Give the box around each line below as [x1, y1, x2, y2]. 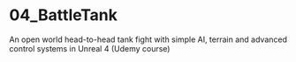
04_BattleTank [9, 5, 118, 25]
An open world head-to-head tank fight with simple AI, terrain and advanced [9, 34, 288, 45]
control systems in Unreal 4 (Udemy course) [9, 43, 171, 53]
